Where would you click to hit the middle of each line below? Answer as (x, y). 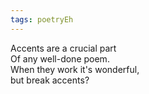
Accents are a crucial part (63, 48)
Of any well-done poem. (60, 58)
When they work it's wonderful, (75, 69)
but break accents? (50, 80)
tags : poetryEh (42, 19)
